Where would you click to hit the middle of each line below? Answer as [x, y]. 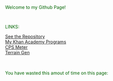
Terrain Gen [17, 53]
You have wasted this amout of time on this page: [57, 73]
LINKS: [12, 27]
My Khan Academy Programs [36, 42]
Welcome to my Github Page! [36, 7]
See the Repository [25, 36]
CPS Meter [16, 47]
